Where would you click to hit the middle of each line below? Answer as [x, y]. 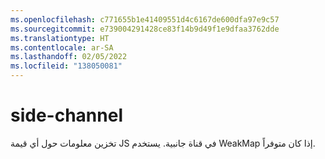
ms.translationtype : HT [60, 38]
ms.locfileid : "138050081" [66, 66]
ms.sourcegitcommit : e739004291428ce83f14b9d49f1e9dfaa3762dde [145, 29]
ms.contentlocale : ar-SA [62, 47]
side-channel [66, 115]
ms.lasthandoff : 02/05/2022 [69, 57]
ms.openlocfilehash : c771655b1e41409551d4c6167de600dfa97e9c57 [145, 19]
